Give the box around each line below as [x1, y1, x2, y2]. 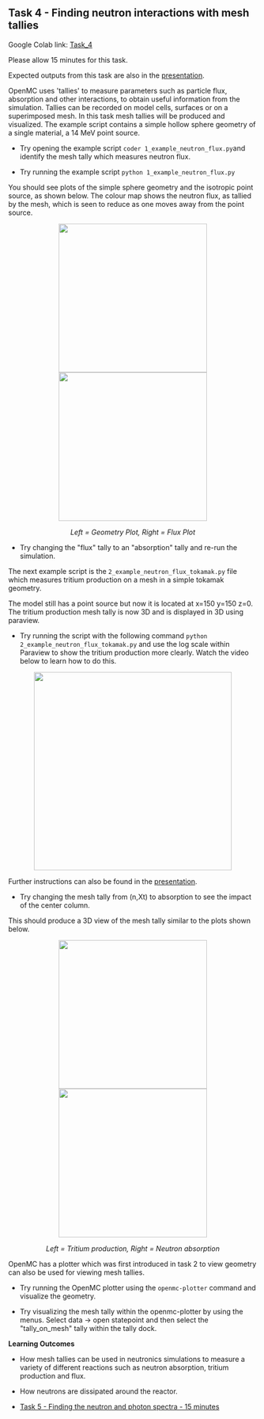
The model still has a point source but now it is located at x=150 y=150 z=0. [8, 599, 253, 608]
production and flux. [19, 1371, 86, 1380]
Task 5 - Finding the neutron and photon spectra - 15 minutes [19, 1402, 220, 1411]
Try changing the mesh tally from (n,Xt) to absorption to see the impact [19, 892, 251, 901]
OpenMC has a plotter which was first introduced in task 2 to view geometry [8, 1259, 257, 1268]
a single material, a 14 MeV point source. [8, 128, 141, 137]
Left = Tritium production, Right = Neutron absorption [46, 1244, 220, 1253]
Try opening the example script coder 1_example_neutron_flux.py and [19, 143, 246, 153]
